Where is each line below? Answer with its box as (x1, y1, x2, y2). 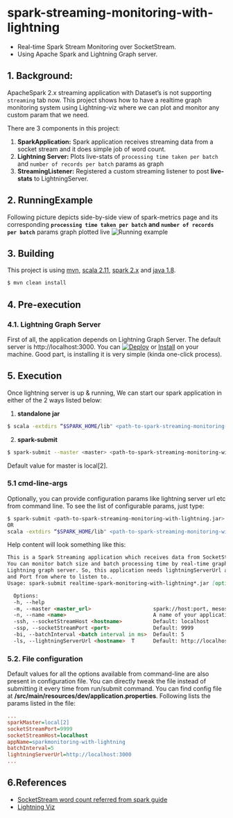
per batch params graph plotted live (7, 228, 110, 236)
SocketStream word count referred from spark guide (17, 795, 168, 803)
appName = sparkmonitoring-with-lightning (7, 738, 126, 745)
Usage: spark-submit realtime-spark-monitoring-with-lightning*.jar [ (7, 579, 216, 587)
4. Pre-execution (7, 298, 81, 310)
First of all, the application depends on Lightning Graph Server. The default (7, 335, 221, 343)
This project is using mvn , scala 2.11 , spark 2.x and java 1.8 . (7, 266, 176, 275)
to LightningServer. (33, 174, 89, 182)
